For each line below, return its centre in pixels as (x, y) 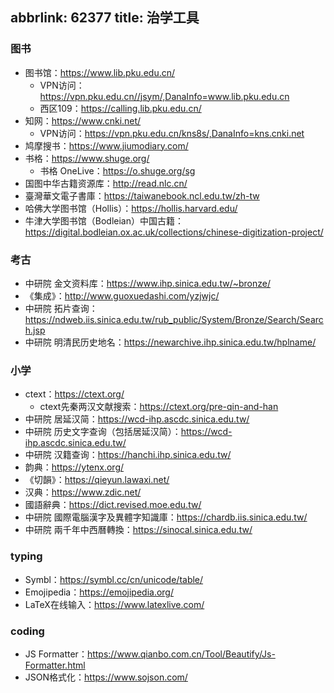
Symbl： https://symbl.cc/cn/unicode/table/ (114, 579)
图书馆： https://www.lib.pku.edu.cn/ (100, 72)
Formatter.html (55, 665)
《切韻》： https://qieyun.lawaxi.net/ (97, 480)
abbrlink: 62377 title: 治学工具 (105, 18)
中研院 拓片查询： (61, 308)
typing (26, 556)
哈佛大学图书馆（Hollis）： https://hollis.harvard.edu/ (131, 208)
